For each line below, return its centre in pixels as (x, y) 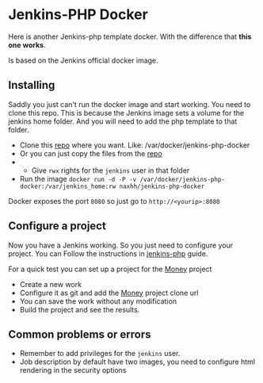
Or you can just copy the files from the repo (91, 153)
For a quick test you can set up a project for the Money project (110, 269)
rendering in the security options (73, 370)
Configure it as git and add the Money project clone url (109, 293)
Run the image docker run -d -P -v (78, 178)
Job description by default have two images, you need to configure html (137, 362)
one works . (27, 44)
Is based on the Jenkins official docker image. (83, 60)
